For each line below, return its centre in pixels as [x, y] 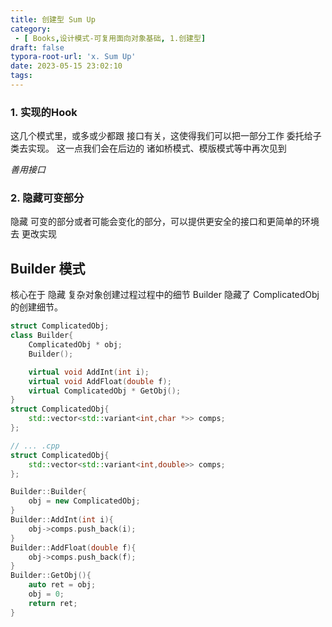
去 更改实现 [33, 234]
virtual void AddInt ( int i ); [89, 372]
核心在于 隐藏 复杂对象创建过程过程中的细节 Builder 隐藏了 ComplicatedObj [165, 295]
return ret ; [53, 603]
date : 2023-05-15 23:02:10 [66, 66]
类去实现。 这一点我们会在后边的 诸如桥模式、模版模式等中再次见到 [148, 148]
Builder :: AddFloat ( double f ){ [73, 547]
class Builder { [42, 336]
